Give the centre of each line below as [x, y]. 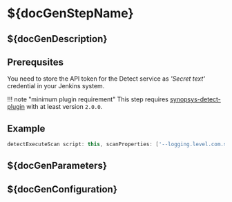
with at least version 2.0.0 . [65, 107]
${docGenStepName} [70, 13]
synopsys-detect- [195, 99]
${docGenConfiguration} [62, 189]
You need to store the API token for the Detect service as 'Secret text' [106, 79]
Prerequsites [36, 62]
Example [26, 129]
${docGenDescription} [57, 39]
